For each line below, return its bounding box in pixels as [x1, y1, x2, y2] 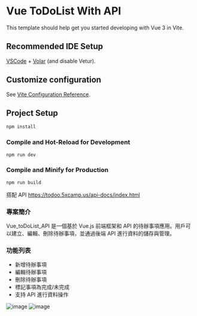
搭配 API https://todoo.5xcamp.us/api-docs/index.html [6, 191, 140, 198]
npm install [6, 124, 36, 130]
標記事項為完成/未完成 [14, 284, 70, 291]
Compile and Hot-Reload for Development [6, 138, 131, 146]
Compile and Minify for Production [6, 166, 109, 174]
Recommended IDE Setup [6, 41, 104, 52]
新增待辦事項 [14, 261, 47, 268]
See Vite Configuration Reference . [6, 91, 91, 98]
